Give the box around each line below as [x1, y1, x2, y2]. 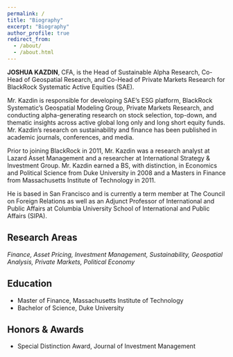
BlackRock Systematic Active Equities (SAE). [7, 83, 135, 91]
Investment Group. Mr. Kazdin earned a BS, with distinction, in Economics [7, 161, 217, 169]
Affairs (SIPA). [7, 211, 47, 219]
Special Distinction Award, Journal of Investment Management [17, 342, 196, 351]
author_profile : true [7, 29, 70, 37]
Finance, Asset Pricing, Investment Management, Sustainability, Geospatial [7, 250, 223, 258]
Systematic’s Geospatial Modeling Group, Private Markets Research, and [7, 103, 214, 112]
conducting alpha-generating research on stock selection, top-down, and [7, 110, 217, 119]
